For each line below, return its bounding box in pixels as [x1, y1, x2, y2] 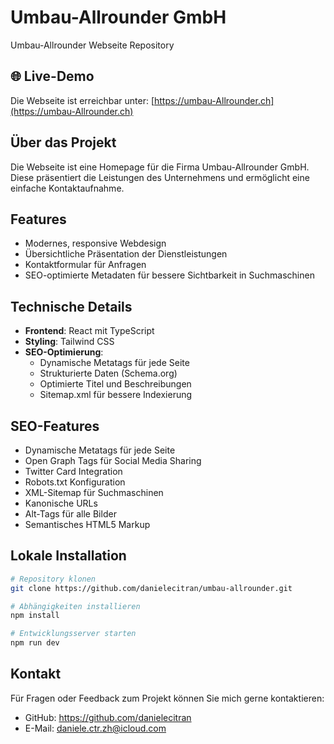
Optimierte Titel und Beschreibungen [39, 378, 192, 390]
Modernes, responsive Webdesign [24, 237, 167, 250]
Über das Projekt [10, 134, 117, 151]
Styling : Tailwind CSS [24, 336, 115, 348]
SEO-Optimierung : [24, 346, 104, 358]
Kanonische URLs [24, 497, 98, 509]
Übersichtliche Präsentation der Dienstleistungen [24, 248, 228, 260]
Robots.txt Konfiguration [24, 476, 126, 488]
